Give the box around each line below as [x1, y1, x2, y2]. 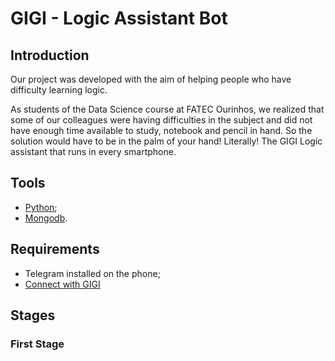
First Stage [10, 337, 65, 351]
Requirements [10, 241, 100, 258]
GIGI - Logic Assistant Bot [10, 7, 228, 30]
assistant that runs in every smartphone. [10, 146, 177, 157]
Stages [10, 307, 56, 324]
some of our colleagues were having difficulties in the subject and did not [10, 114, 313, 126]
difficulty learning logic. [10, 84, 108, 96]
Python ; [24, 201, 58, 213]
